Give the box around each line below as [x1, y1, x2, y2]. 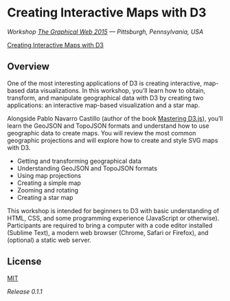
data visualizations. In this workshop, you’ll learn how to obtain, [26, 86, 206, 94]
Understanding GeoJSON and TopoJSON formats [16, 164, 158, 172]
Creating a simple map [16, 179, 81, 187]
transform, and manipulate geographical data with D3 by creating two [7, 93, 204, 102]
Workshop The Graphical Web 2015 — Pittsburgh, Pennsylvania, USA [7, 27, 204, 36]
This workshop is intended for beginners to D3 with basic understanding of [7, 206, 220, 214]
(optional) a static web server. [7, 236, 91, 244]
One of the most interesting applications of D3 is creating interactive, [7, 79, 203, 87]
